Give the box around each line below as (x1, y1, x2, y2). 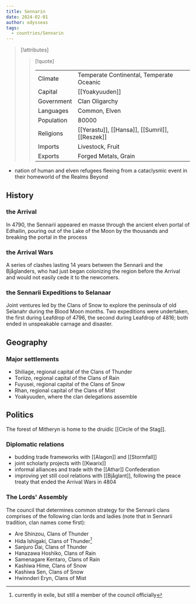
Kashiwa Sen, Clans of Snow (14, 568, 84, 575)
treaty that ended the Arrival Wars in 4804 (14, 478, 117, 486)
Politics (6, 410, 34, 420)
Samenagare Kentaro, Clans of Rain (14, 556, 100, 563)
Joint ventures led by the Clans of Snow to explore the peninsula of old (6, 302, 177, 309)
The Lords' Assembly (6, 493, 68, 501)
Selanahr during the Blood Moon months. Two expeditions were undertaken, (6, 308, 190, 315)
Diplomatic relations (6, 440, 65, 448)
